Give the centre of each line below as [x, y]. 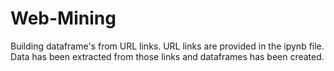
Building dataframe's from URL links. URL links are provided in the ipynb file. [167, 46]
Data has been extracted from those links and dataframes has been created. [167, 56]
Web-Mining [63, 18]
